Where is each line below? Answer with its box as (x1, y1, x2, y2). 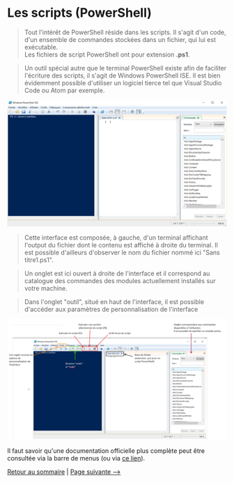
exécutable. (24, 43, 58, 51)
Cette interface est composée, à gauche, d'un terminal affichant (24, 233, 208, 242)
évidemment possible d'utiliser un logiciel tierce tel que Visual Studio (24, 78, 222, 87)
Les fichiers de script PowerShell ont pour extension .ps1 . (24, 50, 190, 59)
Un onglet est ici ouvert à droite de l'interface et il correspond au (24, 269, 210, 277)
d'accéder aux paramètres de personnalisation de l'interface (24, 305, 198, 313)
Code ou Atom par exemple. (24, 86, 105, 94)
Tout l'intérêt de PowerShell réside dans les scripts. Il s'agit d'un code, (24, 28, 226, 36)
